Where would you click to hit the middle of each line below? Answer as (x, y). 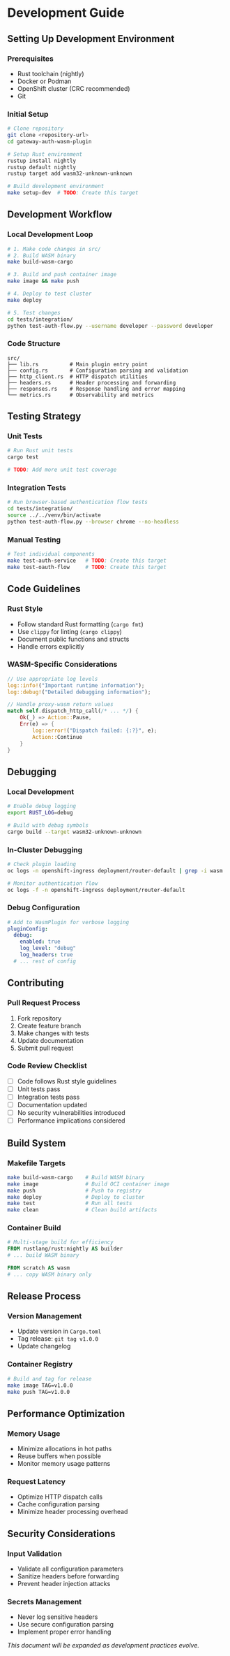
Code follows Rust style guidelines (67, 1081)
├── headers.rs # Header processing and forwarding (92, 382)
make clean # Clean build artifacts (82, 1210)
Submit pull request (45, 1048)
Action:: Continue (57, 737)
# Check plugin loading (42, 864)
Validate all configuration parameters (70, 1569)
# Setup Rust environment (45, 154)
